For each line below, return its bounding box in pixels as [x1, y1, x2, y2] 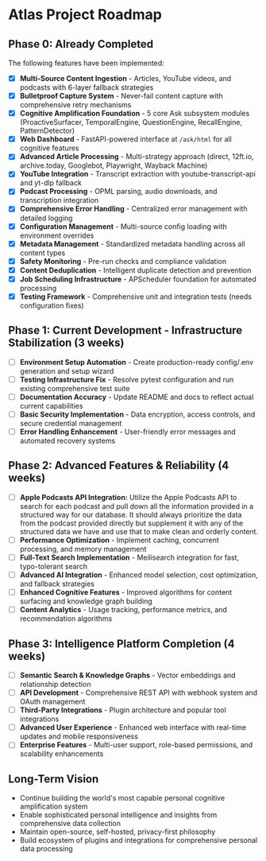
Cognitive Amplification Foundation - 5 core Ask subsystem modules [19, 109, 250, 118]
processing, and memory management [19, 544, 147, 553]
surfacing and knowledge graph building [19, 596, 152, 606]
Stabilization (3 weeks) [8, 336, 125, 350]
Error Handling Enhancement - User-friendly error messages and [19, 427, 236, 436]
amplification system [19, 801, 88, 812]
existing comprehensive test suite [19, 383, 130, 393]
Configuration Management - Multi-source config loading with [19, 221, 228, 231]
